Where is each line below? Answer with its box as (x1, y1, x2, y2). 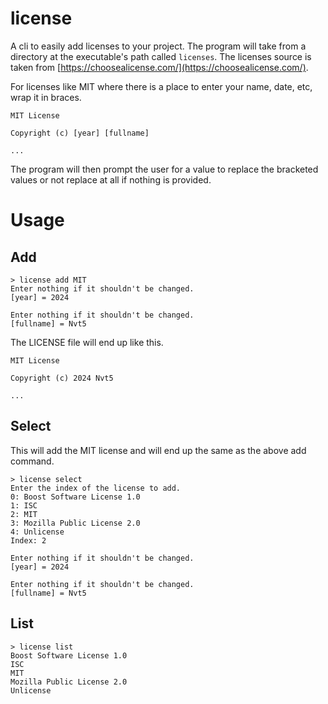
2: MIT (10, 509, 38, 519)
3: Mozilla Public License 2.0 (10, 518, 141, 528)
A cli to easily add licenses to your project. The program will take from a (10, 40, 307, 52)
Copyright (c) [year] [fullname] (10, 128, 150, 138)
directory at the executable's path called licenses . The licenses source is (10, 50, 312, 62)
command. (10, 455, 55, 467)
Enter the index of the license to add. (10, 483, 182, 493)
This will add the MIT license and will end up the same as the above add (10, 444, 307, 456)
